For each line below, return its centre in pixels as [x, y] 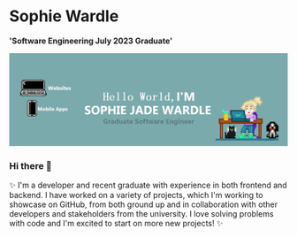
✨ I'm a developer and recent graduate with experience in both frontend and [148, 185]
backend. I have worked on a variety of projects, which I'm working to [136, 195]
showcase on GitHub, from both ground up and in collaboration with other [144, 204]
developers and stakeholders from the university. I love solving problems [141, 214]
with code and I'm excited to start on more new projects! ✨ [116, 224]
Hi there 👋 [31, 165]
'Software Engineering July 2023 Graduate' [91, 41]
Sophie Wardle [64, 16]
